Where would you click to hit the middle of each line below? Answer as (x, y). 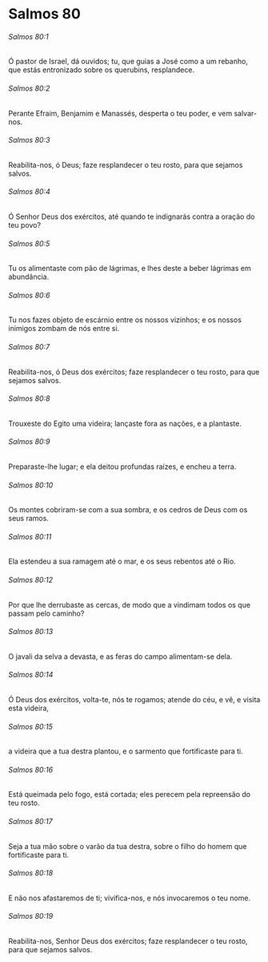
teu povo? (25, 225)
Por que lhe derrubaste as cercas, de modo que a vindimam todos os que (129, 604)
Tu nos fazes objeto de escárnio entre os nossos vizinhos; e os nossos (125, 320)
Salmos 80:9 (29, 442)
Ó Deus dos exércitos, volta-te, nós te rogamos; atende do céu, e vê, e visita (134, 700)
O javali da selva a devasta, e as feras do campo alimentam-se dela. (120, 656)
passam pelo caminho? (46, 613)
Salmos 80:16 (31, 770)
